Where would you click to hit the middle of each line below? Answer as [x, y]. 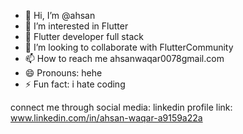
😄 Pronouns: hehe [63, 73]
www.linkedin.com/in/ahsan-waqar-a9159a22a [106, 118]
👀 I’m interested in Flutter [76, 26]
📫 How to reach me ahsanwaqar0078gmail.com [124, 58]
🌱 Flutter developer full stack [84, 36]
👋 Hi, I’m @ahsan [60, 15]
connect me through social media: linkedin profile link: [121, 107]
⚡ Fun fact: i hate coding [75, 84]
